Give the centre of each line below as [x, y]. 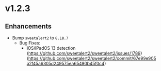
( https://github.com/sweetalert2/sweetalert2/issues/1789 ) [84, 53]
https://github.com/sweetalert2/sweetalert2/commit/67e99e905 [92, 58]
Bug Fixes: [30, 43]
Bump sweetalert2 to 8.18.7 [40, 38]
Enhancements [28, 26]
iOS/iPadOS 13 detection [51, 48]
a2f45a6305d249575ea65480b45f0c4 [65, 64]
